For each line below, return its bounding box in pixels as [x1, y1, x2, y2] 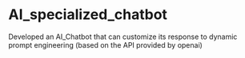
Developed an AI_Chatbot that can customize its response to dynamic [8, 32, 238, 41]
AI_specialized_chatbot [8, 6, 168, 24]
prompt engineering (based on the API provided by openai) [8, 40, 203, 49]
